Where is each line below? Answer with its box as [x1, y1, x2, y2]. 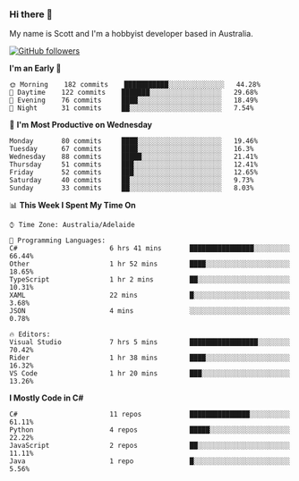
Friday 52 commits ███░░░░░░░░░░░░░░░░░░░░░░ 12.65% [9, 168, 258, 177]
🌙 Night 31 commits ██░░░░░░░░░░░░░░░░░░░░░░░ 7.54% [9, 104, 254, 113]
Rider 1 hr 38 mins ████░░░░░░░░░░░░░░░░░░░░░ [9, 353, 291, 363]
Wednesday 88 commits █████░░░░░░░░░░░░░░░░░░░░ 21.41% [9, 152, 258, 162]
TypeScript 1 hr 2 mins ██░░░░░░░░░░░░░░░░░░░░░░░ [9, 275, 291, 284]
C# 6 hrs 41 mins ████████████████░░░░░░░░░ [9, 244, 291, 253]
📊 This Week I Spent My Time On [9, 200, 136, 211]
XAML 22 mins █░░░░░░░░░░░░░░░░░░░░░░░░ [9, 291, 291, 300]
